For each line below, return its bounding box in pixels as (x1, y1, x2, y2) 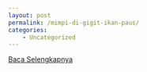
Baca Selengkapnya (8, 55, 73, 64)
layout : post (8, 11, 51, 20)
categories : (8, 26, 47, 34)
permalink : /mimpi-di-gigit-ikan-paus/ (8, 19, 140, 27)
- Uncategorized (22, 33, 77, 41)
